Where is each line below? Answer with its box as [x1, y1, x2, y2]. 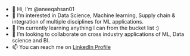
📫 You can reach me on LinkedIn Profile [11, 44, 111, 50]
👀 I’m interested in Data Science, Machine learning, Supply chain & [11, 12, 176, 19]
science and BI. [11, 37, 50, 44]
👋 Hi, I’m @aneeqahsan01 [11, 6, 74, 12]
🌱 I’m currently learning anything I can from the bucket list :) [11, 24, 160, 31]
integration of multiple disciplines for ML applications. [11, 18, 144, 25]
